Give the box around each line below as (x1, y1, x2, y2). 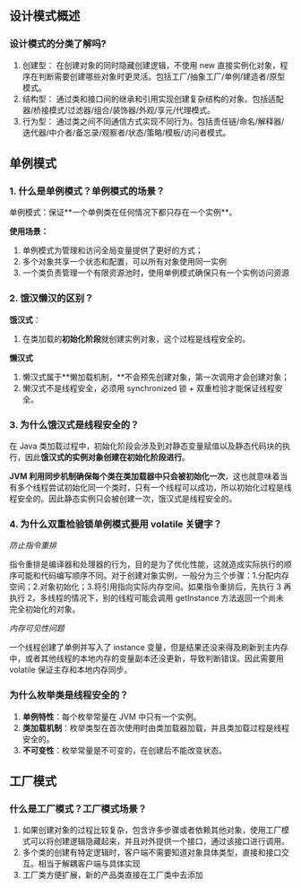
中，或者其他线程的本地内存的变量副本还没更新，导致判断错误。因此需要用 (9, 653, 284, 664)
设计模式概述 (9, 8, 81, 24)
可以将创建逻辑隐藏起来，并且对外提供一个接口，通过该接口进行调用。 (30, 836, 289, 847)
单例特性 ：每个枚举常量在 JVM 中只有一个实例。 (21, 711, 202, 722)
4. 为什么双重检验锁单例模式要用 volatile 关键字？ (9, 518, 222, 530)
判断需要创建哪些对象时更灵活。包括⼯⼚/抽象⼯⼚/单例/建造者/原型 (38, 71, 285, 82)
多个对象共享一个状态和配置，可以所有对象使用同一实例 (21, 257, 227, 267)
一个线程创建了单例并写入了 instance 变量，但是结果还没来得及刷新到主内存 (9, 642, 288, 653)
